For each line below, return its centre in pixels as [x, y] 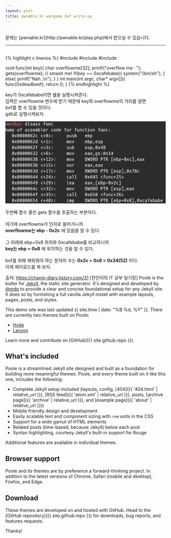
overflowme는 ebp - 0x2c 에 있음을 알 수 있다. [53, 230]
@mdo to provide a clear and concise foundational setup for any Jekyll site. [84, 289]
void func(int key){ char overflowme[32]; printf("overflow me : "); [74, 68]
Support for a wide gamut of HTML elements [60, 422]
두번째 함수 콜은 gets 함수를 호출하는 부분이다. [51, 212]
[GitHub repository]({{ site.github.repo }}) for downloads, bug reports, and [83, 516]
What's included [32, 356]
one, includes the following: [34, 379]
